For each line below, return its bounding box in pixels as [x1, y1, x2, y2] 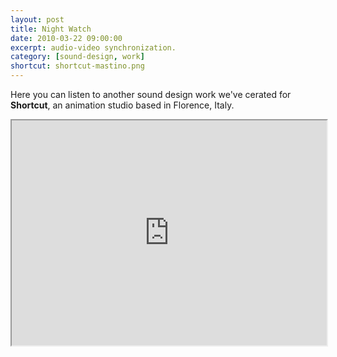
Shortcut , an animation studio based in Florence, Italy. [10, 99, 235, 111]
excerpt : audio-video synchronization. [10, 42, 177, 53]
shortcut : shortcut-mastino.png [10, 61, 145, 71]
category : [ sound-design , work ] [10, 52, 145, 62]
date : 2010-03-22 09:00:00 [10, 33, 123, 43]
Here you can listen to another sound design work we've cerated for [10, 89, 292, 100]
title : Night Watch [10, 24, 92, 34]
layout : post [10, 14, 65, 25]
